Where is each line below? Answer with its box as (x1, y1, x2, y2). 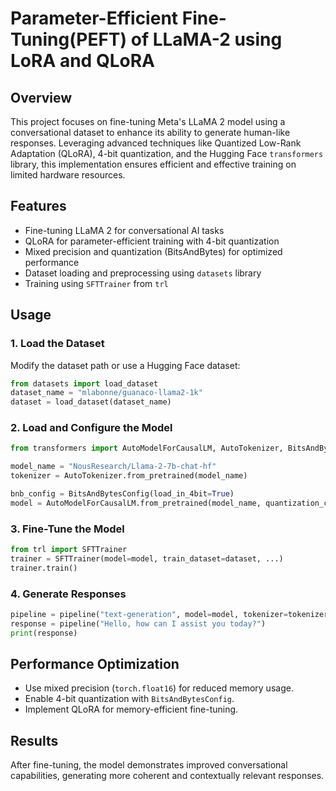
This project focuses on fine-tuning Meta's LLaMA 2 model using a (10, 116, 286, 127)
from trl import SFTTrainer (10, 545, 128, 555)
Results (10, 732, 59, 749)
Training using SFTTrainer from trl (24, 277, 169, 289)
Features (10, 198, 67, 215)
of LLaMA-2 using (130, 28, 283, 51)
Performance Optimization (10, 656, 180, 673)
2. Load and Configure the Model (10, 421, 173, 435)
